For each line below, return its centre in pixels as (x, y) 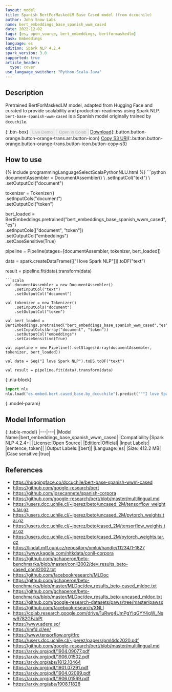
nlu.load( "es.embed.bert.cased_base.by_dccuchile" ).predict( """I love (82, 394)
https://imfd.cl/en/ (32, 629)
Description (24, 93)
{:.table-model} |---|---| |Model (38, 432)
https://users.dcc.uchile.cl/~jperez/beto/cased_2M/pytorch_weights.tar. (89, 537)
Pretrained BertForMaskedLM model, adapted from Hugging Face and (79, 105)
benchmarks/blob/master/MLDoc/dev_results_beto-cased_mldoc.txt (85, 586)
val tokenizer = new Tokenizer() (41, 303)
